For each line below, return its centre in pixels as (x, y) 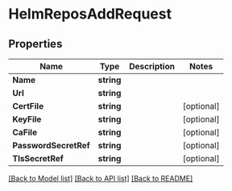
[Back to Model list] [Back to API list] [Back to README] (101, 179)
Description (152, 66)
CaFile (25, 132)
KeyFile (27, 119)
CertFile (28, 106)
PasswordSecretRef (51, 145)
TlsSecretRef (38, 158)
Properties (35, 44)
